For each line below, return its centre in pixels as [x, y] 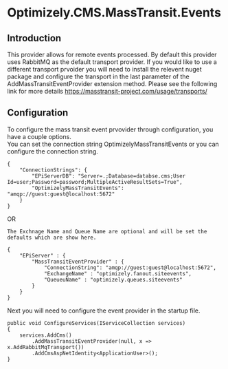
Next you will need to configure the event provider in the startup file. [104, 310]
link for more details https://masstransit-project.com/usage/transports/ [107, 91]
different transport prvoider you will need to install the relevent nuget [105, 69]
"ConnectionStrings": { [54, 170]
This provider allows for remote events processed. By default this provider [112, 54]
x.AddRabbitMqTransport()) [46, 347]
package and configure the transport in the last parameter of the [99, 76]
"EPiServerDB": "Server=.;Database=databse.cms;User [109, 176]
